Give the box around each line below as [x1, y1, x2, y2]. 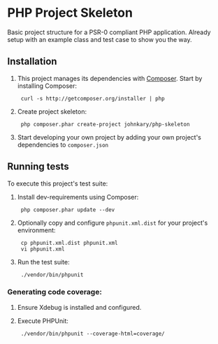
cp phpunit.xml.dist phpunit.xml [20, 239, 118, 246]
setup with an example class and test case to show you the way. [7, 35, 192, 43]
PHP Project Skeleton [7, 5, 133, 21]
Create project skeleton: [17, 107, 87, 116]
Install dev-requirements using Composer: [17, 193, 139, 201]
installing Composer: [17, 82, 78, 90]
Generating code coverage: [7, 287, 103, 297]
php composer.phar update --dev [20, 206, 115, 214]
